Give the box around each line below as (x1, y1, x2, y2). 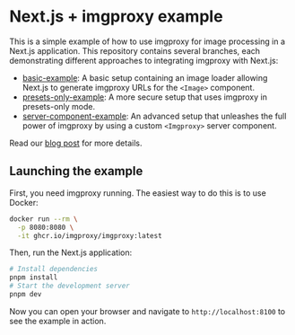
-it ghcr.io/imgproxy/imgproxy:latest (17, 231, 163, 240)
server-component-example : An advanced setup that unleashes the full (22, 110, 287, 121)
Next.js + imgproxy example (9, 6, 223, 27)
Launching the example (9, 163, 143, 179)
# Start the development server (9, 281, 130, 291)
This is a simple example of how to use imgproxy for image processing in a (9, 36, 285, 47)
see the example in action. (9, 315, 107, 326)
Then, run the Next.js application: (9, 247, 133, 258)
